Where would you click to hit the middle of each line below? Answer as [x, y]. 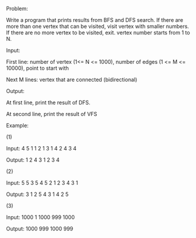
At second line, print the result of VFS [52, 114]
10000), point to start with [37, 68]
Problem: [17, 9]
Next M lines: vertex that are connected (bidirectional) [72, 80]
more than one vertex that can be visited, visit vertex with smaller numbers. [98, 26]
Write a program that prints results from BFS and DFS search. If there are [95, 20]
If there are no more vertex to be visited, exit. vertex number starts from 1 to [98, 33]
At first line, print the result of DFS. [48, 102]
